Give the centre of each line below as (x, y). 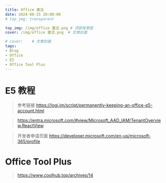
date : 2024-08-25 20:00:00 (33, 14)
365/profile (29, 141)
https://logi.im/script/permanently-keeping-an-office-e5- (94, 105)
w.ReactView (30, 126)
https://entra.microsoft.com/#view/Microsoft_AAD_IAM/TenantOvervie (89, 121)
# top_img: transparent (30, 19)
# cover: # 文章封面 (28, 42)
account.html (31, 111)
